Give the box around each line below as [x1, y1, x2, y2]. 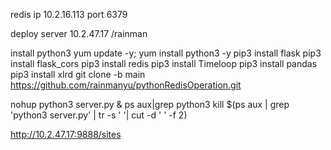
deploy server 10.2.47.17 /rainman [10, 28, 148, 39]
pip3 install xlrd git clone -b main [10, 69, 146, 80]
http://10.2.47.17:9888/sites [10, 129, 122, 140]
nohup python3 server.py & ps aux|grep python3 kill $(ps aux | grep [10, 99, 290, 110]
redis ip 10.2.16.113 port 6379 [10, 9, 128, 20]
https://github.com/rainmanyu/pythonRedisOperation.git [10, 79, 242, 91]
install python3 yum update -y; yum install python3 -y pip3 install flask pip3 [10, 47, 322, 59]
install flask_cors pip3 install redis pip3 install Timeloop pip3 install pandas [10, 58, 318, 69]
